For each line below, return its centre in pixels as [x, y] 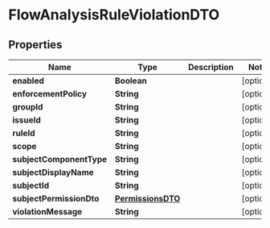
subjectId [31, 185]
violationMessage [47, 211]
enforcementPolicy [49, 94]
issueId [27, 120]
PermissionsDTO [148, 199]
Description [211, 67]
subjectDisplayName [53, 172]
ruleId [24, 133]
